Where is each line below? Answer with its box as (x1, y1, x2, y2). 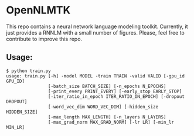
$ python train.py (6, 68, 51, 74)
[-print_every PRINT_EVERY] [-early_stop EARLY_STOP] (47, 89, 182, 94)
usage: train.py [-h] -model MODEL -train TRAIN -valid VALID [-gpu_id (6, 73, 185, 79)
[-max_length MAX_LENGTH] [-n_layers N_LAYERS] (47, 114, 166, 120)
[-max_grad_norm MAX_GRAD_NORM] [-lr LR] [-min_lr (47, 119, 175, 125)
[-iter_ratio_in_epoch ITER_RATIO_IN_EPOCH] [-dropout (47, 93, 185, 100)
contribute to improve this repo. (6, 35, 83, 42)
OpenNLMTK (6, 4, 71, 17)
